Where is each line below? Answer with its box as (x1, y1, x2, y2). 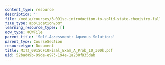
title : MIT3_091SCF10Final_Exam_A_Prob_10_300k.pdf (5, 48, 113, 53)
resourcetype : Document (5, 43, 54, 48)
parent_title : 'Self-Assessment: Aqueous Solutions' (5, 35, 115, 40)
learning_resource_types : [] (5, 25, 65, 30)
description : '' (5, 12, 38, 17)
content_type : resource (5, 7, 54, 12)
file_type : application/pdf (5, 21, 63, 26)
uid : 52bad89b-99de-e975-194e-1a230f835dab (5, 52, 96, 58)
